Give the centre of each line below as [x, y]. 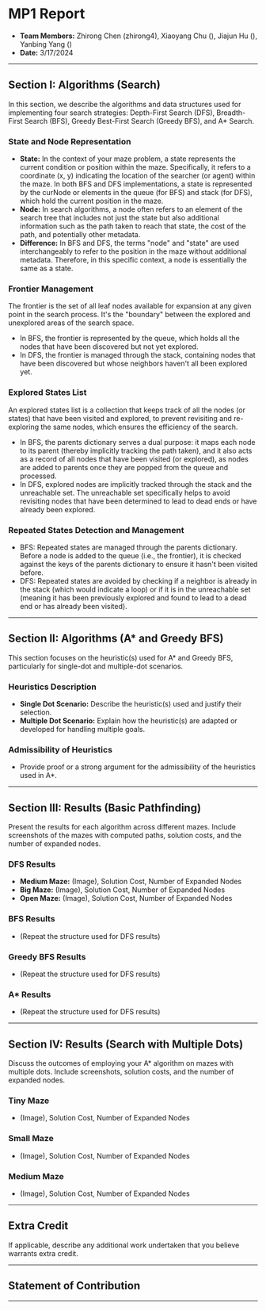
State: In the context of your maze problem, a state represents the [127, 159]
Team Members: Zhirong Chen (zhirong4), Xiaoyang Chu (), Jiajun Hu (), [138, 36]
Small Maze [31, 1139]
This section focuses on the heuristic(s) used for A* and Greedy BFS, [121, 657]
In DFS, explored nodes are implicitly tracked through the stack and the [135, 484]
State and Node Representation [70, 141]
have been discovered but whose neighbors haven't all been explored [133, 364]
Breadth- [231, 113]
